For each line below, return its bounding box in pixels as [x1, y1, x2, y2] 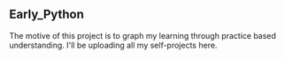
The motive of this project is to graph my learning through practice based [9, 30, 277, 41]
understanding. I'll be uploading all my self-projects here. [9, 40, 218, 50]
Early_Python [9, 7, 84, 22]
